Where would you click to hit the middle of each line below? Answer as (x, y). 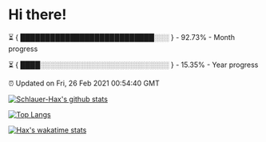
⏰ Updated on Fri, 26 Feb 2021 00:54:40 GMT (84, 83)
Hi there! (38, 15)
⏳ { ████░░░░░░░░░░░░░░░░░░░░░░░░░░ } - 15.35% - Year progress (133, 65)
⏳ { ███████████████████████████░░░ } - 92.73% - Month (122, 37)
